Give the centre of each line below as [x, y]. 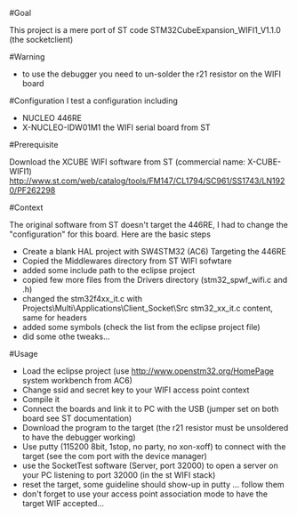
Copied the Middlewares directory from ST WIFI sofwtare [127, 261]
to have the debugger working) [79, 437]
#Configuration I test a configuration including [93, 101]
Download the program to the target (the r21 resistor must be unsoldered [155, 428]
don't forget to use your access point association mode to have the [145, 494]
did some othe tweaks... [66, 336]
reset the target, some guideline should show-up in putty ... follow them [153, 485]
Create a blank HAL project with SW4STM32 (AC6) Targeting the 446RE [154, 251]
